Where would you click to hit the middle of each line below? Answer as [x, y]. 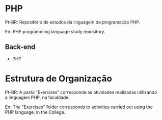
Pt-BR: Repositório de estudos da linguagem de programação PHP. [73, 22]
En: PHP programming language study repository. [55, 31]
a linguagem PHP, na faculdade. [37, 97]
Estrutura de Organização [59, 78]
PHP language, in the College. [35, 112]
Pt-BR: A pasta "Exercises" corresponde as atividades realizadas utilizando [81, 92]
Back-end [20, 47]
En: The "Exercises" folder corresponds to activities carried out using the [79, 107]
